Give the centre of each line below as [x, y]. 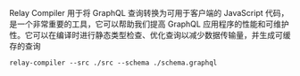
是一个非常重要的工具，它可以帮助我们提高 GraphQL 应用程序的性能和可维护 [149, 24]
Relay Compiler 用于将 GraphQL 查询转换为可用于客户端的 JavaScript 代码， [149, 13]
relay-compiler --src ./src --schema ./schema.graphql [113, 63]
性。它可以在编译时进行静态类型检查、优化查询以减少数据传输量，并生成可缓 [150, 35]
